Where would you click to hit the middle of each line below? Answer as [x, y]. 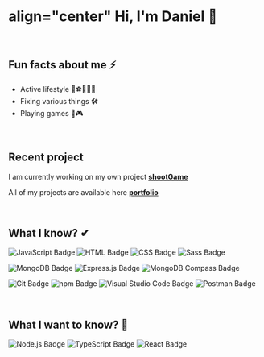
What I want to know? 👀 [68, 324]
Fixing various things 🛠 [59, 101]
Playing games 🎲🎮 [52, 113]
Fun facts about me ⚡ [62, 65]
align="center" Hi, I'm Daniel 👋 [113, 17]
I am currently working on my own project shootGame [98, 176]
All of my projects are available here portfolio [83, 192]
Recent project [46, 158]
